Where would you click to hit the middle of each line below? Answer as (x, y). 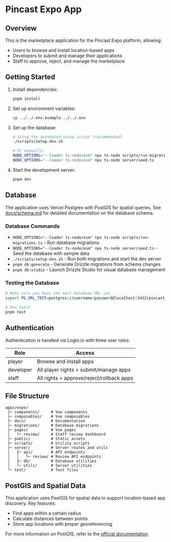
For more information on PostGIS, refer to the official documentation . (77, 534)
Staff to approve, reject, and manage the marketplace (69, 61)
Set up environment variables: (44, 109)
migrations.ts (27, 243)
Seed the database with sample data (51, 253)
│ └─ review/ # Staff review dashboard (56, 435)
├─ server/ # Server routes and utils (58, 448)
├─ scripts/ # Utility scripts (49, 443)
